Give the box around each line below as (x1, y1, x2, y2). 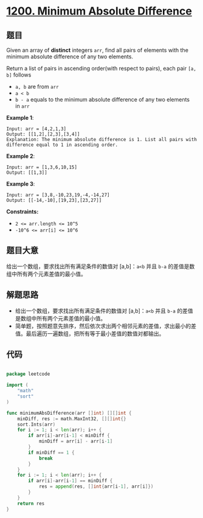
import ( (6, 382, 29, 388)
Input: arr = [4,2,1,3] (6, 126, 67, 132)
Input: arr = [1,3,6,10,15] (6, 164, 78, 170)
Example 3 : (6, 181, 35, 187)
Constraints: (6, 208, 39, 215)
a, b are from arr (15, 83, 59, 90)
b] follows (6, 71, 32, 78)
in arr (15, 102, 30, 109)
